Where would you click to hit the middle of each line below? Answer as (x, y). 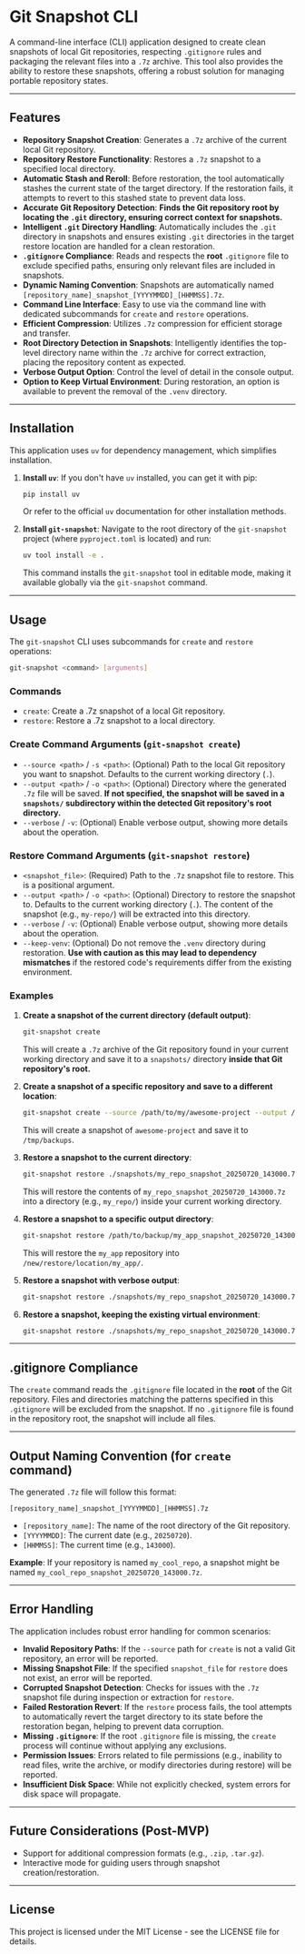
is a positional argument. (69, 885)
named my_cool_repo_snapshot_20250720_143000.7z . (106, 1573)
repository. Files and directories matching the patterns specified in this (142, 1400)
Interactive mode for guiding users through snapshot (121, 1862)
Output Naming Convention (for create (120, 1456)
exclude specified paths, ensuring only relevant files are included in (149, 265)
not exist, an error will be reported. (87, 1677)
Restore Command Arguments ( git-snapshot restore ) (130, 856)
